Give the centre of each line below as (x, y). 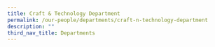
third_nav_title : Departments (51, 33)
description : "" (31, 26)
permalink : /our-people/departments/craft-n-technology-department (108, 20)
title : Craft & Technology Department (64, 13)
